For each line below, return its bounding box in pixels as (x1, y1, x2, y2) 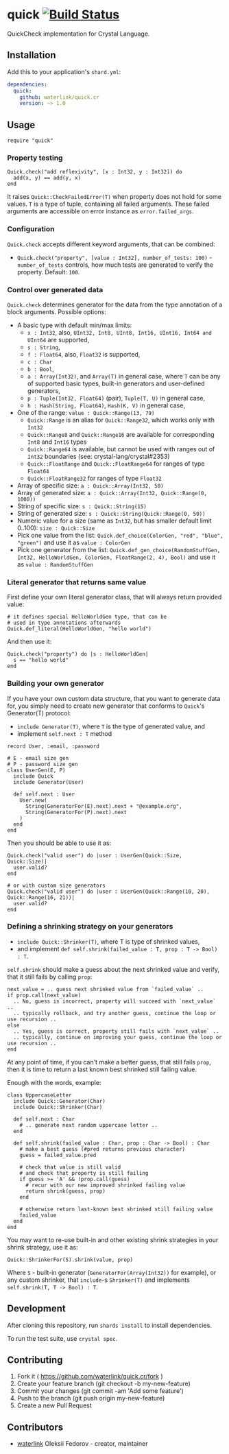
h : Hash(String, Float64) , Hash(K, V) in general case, (27, 401, 185, 409)
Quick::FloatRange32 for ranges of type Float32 (27, 474, 162, 482)
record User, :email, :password (7, 743, 99, 750)
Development (7, 1303, 67, 1315)
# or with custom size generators (7, 882, 106, 889)
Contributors (7, 1421, 64, 1433)
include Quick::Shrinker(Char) (13, 1104, 103, 1110)
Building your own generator (7, 679, 104, 689)
